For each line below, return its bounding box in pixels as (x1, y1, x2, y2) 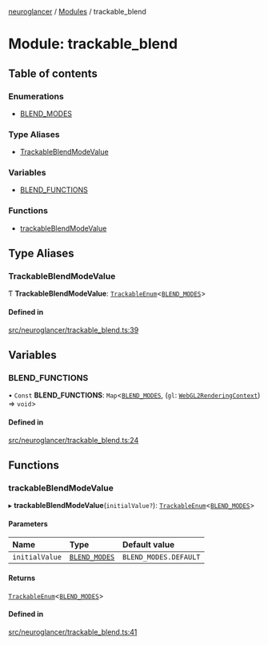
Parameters (8, 518, 48, 528)
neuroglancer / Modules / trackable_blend (8, 7, 146, 16)
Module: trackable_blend (8, 35, 178, 53)
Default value (122, 539, 174, 550)
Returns (8, 573, 36, 583)
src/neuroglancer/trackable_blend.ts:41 (8, 627, 138, 636)
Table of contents (8, 67, 98, 80)
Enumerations (8, 91, 64, 102)
